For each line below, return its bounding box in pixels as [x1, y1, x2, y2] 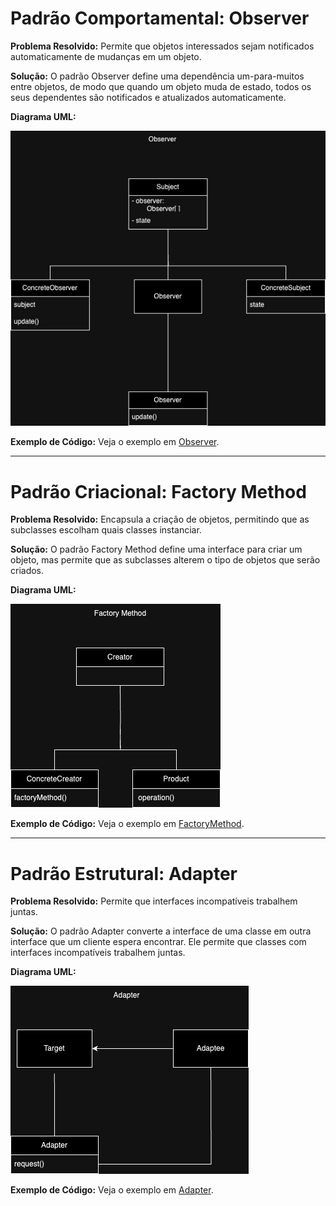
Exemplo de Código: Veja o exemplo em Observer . [10, 436, 220, 448]
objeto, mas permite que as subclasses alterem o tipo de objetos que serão [10, 554, 321, 566]
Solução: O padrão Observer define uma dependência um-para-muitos [10, 70, 305, 82]
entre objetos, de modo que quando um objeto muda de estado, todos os [10, 80, 312, 92]
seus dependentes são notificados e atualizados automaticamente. [10, 91, 287, 103]
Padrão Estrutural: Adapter [10, 862, 238, 885]
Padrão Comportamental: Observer [10, 7, 310, 30]
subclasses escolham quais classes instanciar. [10, 524, 202, 536]
